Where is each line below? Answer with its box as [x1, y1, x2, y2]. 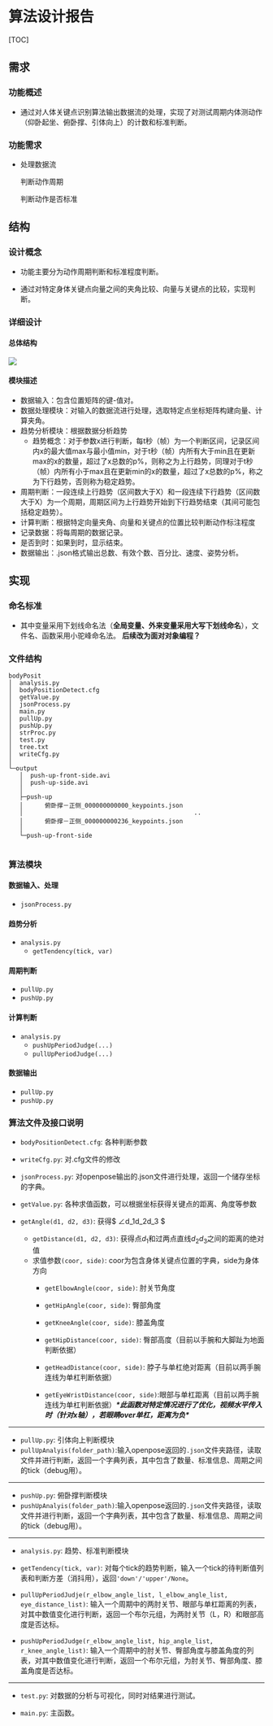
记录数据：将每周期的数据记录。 [19, 527, 128, 537]
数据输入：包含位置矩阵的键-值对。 [19, 395, 138, 405]
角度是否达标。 [27, 1665, 78, 1676]
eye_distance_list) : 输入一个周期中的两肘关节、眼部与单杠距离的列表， [19, 1599, 262, 1609]
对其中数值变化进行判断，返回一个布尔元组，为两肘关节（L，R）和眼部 [19, 1609, 258, 1619]
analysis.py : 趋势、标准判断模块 [19, 1545, 129, 1555]
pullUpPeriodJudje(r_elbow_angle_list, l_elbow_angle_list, [19, 1591, 228, 1599]
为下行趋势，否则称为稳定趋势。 [32, 477, 140, 486]
